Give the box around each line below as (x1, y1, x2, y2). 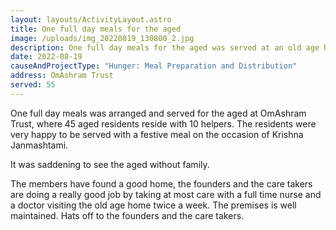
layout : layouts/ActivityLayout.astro (10, 14, 172, 25)
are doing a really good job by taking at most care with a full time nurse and (10, 188, 322, 200)
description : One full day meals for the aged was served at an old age (10, 42, 320, 53)
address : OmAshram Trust (10, 71, 114, 81)
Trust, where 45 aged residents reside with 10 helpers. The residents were (10, 117, 317, 130)
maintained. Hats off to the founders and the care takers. (10, 209, 245, 221)
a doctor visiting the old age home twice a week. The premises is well (10, 199, 297, 211)
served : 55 (10, 80, 56, 90)
